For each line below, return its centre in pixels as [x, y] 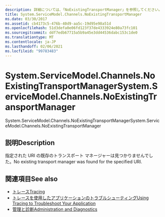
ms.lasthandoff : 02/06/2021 [34, 46]
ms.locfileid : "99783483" [32, 51]
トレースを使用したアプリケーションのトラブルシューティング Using [81, 198]
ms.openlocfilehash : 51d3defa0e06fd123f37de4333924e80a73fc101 [71, 28]
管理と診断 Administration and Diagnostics [55, 209]
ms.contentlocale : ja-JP [31, 42]
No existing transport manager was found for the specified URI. [78, 162]
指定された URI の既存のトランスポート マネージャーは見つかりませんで [77, 156]
